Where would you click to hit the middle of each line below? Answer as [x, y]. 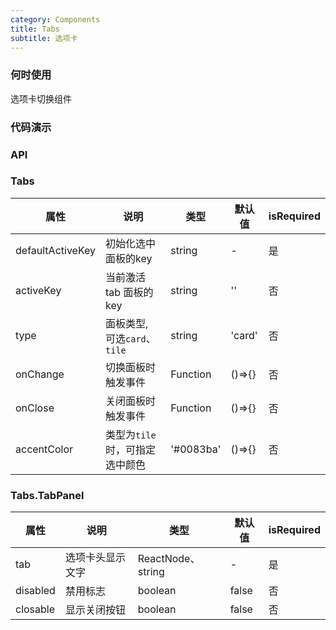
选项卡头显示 [95, 558]
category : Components [55, 19]
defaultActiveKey [56, 250]
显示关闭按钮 [95, 610]
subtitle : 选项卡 [44, 38]
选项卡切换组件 [41, 98]
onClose [35, 408]
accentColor [44, 449]
